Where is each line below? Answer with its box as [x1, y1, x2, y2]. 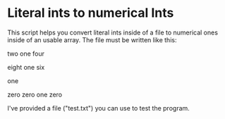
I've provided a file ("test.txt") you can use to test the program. [7, 104, 190, 112]
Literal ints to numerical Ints [7, 5, 174, 21]
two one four [7, 49, 44, 58]
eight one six [7, 63, 45, 71]
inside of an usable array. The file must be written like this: [7, 35, 177, 44]
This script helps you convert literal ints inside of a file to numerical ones [7, 28, 219, 37]
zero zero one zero [7, 90, 63, 99]
